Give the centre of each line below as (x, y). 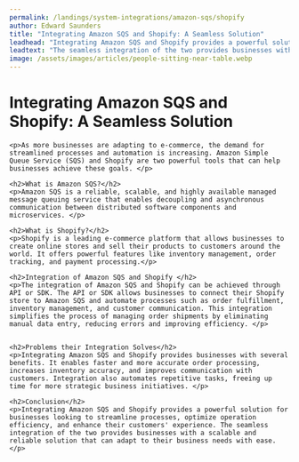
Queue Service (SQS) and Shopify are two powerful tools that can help (145, 161)
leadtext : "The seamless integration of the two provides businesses (141, 51)
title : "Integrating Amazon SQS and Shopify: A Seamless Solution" (137, 34)
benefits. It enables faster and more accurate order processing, (135, 362)
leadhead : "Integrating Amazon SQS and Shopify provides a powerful (139, 42)
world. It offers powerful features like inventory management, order (143, 254)
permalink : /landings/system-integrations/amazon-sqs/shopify (127, 17)
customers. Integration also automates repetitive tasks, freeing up (141, 378)
